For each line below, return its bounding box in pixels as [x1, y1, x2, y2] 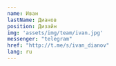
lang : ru [7, 49, 32, 56]
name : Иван [7, 10, 39, 17]
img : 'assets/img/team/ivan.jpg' [7, 29, 104, 36]
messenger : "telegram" [7, 36, 72, 43]
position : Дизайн [7, 23, 57, 30]
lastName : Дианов [7, 16, 57, 23]
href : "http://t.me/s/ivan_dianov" [7, 42, 110, 49]
